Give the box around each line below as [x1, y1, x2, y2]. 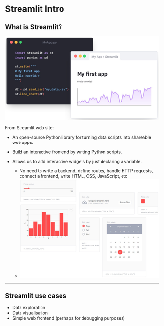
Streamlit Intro [5, 3, 64, 15]
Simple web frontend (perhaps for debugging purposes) [12, 315, 125, 321]
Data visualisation [12, 310, 48, 316]
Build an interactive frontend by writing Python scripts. [12, 149, 122, 155]
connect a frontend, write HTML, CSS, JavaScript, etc [19, 173, 128, 179]
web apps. [12, 139, 34, 145]
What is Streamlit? [5, 23, 62, 31]
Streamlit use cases [5, 292, 67, 300]
